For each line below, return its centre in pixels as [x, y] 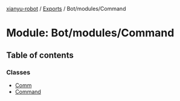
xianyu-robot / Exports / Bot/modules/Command [66, 9]
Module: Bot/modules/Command [90, 33]
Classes [18, 72]
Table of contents [40, 55]
